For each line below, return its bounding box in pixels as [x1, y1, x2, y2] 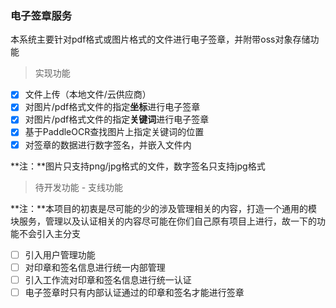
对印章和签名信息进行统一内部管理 [24, 261, 166, 273]
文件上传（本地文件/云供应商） [24, 88, 152, 101]
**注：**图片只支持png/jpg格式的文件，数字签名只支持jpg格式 [10, 160, 266, 172]
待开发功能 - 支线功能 [34, 181, 124, 193]
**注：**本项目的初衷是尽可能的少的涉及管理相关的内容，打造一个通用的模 [10, 202, 318, 214]
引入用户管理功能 [24, 248, 96, 261]
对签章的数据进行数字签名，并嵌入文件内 [24, 138, 192, 151]
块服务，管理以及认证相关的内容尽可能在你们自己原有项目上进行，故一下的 [10, 215, 317, 227]
